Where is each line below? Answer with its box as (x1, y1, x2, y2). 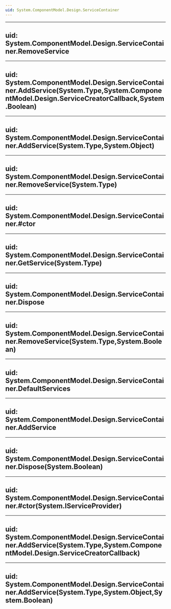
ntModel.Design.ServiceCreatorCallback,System (5, 94, 164, 103)
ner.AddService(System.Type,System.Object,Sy (5, 588, 163, 597)
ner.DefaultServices (5, 384, 71, 393)
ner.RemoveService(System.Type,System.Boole (5, 337, 162, 346)
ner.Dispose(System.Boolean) (5, 463, 103, 471)
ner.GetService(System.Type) (5, 259, 102, 268)
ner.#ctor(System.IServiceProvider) (5, 501, 122, 510)
